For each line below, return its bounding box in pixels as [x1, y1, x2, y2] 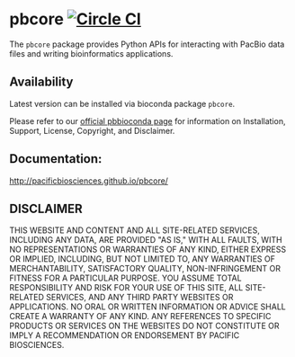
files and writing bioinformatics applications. [9, 48, 174, 58]
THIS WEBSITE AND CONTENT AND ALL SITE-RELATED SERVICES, [9, 225, 261, 236]
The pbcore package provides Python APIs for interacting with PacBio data [9, 39, 285, 49]
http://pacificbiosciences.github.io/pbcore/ [9, 175, 169, 186]
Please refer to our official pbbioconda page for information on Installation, [9, 115, 286, 126]
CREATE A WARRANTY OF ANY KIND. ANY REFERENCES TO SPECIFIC [9, 311, 272, 322]
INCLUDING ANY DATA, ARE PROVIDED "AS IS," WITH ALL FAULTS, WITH [9, 235, 282, 245]
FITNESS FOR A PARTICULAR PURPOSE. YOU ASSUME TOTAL [9, 272, 242, 283]
